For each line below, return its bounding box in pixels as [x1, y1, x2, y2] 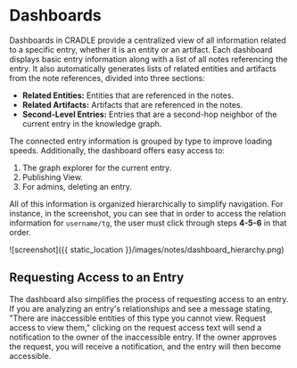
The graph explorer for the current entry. [21, 162, 172, 173]
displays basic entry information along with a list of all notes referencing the [9, 53, 288, 64]
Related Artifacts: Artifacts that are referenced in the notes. [21, 99, 243, 110]
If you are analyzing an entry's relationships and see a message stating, [9, 303, 273, 314]
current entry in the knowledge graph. [21, 118, 162, 129]
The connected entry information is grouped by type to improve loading [9, 135, 273, 146]
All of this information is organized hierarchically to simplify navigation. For [9, 198, 284, 209]
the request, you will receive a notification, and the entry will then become [9, 340, 282, 352]
